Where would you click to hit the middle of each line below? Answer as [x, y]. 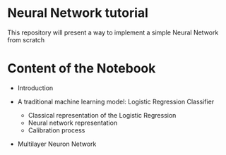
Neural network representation [73, 123]
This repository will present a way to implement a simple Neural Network [113, 32]
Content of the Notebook [82, 69]
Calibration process [56, 130]
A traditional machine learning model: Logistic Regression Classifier [116, 101]
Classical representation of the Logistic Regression [102, 115]
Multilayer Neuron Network [57, 144]
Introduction [35, 88]
